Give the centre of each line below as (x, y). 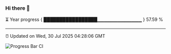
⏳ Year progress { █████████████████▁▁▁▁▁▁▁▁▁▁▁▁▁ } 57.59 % (84, 19)
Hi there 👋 (18, 8)
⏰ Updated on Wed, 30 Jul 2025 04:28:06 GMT (55, 36)
